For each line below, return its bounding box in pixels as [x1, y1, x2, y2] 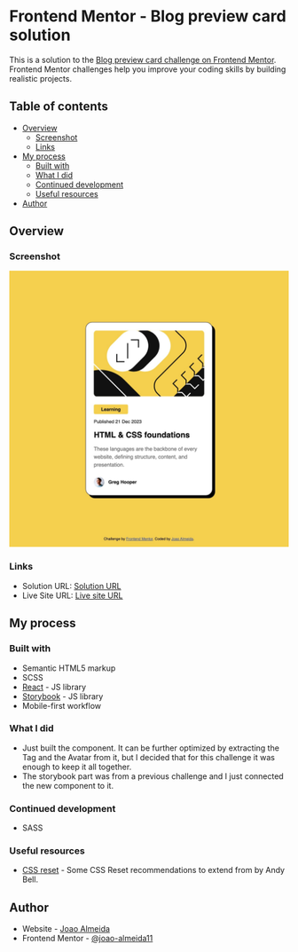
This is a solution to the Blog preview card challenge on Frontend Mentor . [9, 54, 277, 65]
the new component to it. [21, 780, 114, 791]
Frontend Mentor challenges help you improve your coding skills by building [9, 64, 286, 75]
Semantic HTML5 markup [21, 663, 116, 673]
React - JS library [21, 681, 87, 692]
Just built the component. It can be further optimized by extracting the [21, 743, 279, 753]
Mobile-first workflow [21, 700, 102, 711]
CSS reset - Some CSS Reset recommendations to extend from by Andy [21, 865, 286, 876]
